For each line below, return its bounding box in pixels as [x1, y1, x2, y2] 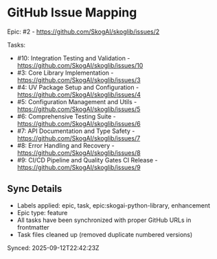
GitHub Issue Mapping [7, 5, 137, 21]
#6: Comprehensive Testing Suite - [16, 112, 117, 121]
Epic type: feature [16, 208, 68, 217]
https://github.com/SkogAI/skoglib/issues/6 [16, 119, 141, 127]
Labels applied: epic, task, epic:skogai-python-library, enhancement [16, 201, 211, 210]
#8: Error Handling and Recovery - [16, 141, 115, 149]
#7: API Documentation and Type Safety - [16, 127, 135, 135]
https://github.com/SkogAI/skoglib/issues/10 [16, 61, 144, 69]
